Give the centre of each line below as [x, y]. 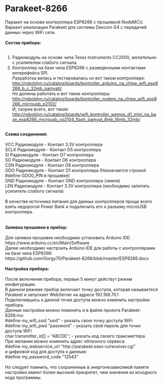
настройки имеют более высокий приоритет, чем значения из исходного [81, 372]
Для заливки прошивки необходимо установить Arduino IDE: [68, 237]
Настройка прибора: [27, 269]
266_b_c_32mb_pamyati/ [37, 88]
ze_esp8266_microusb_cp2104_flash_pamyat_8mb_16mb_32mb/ [76, 119]
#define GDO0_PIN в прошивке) [38, 175]
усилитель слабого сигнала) [34, 191]
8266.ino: [15, 315]
